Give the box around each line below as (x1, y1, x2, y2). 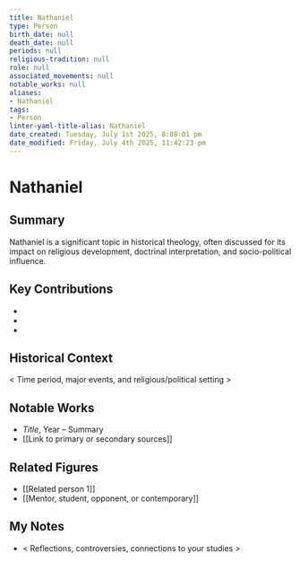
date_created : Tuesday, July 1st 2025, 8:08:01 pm (9, 130, 202, 139)
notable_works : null (9, 80, 87, 89)
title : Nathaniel (9, 13, 74, 22)
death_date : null (9, 38, 74, 48)
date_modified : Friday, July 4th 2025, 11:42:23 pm (9, 138, 206, 147)
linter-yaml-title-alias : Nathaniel (9, 122, 146, 131)
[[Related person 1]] (21, 484, 96, 494)
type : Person (9, 22, 58, 31)
